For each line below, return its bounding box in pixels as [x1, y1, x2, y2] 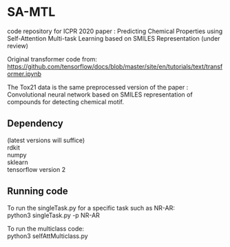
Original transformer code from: [7, 55, 98, 63]
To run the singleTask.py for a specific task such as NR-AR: [7, 204, 176, 212]
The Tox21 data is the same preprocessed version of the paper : [7, 83, 189, 91]
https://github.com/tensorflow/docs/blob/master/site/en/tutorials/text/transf [7, 62, 223, 70]
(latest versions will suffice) [7, 136, 85, 144]
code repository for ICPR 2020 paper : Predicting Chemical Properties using [7, 27, 223, 35]
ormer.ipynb [7, 70, 42, 78]
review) [7, 41, 29, 50]
